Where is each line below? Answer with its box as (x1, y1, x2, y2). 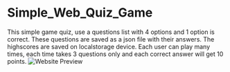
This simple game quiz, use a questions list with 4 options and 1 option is (7, 28, 215, 36)
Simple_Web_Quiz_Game (7, 5, 153, 21)
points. (7, 57, 27, 65)
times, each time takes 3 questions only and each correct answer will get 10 (7, 50, 224, 58)
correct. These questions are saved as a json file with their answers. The (7, 35, 215, 43)
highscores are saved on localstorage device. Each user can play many (7, 42, 211, 51)
